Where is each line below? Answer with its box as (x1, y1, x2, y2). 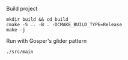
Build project (6, 5, 38, 12)
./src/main (6, 49, 34, 55)
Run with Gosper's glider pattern (6, 37, 87, 44)
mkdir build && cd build (6, 17, 69, 23)
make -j (6, 27, 26, 33)
